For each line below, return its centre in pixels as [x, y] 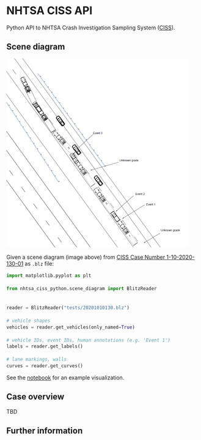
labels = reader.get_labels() [45, 346]
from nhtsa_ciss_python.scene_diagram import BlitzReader [82, 288]
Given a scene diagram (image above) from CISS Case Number [86, 257]
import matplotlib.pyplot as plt [49, 275]
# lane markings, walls [37, 360]
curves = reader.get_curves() [45, 366]
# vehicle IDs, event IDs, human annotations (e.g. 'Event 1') [89, 340]
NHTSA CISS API [49, 11]
